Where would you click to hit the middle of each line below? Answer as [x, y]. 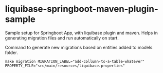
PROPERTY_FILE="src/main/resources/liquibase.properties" [65, 66]
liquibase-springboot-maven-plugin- [82, 9]
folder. [11, 53]
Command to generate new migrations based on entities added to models [79, 47]
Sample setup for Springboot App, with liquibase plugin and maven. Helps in [81, 33]
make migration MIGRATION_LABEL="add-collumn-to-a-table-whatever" [75, 61]
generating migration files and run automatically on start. [62, 38]
